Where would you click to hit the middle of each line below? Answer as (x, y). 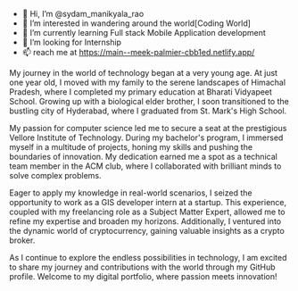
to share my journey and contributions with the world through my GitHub (142, 267)
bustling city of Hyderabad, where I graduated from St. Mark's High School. (148, 111)
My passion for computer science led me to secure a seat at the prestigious (148, 128)
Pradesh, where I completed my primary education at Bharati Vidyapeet (141, 92)
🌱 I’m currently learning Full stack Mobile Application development (144, 33)
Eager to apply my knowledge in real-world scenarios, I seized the (131, 193)
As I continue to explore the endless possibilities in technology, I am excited (148, 258)
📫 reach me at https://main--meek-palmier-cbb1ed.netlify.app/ (138, 52)
